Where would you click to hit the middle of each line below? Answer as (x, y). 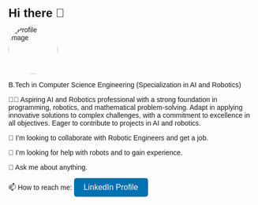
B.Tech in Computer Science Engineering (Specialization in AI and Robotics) (125, 84)
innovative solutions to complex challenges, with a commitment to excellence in (129, 115)
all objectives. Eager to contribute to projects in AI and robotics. (105, 123)
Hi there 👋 (37, 13)
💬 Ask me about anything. (48, 167)
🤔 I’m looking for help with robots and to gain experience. (95, 152)
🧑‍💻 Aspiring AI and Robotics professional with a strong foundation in (113, 99)
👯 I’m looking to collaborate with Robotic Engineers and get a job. (108, 137)
